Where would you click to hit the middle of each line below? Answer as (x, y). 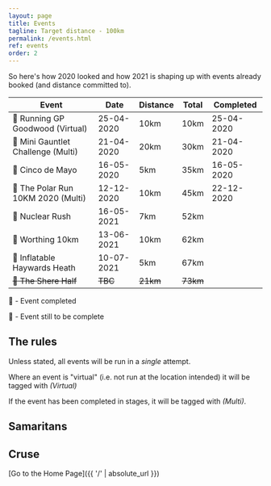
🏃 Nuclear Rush (42, 216)
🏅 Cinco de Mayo (45, 170)
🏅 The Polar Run (43, 188)
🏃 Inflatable (34, 258)
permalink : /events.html (50, 38)
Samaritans (38, 427)
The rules (33, 342)
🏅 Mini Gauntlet (42, 142)
